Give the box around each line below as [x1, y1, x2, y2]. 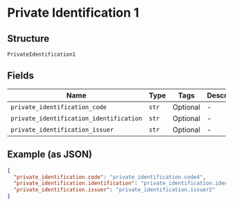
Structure [7, 33, 50, 45]
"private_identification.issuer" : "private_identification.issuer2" [13, 187, 216, 193]
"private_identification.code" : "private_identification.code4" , [13, 173, 207, 180]
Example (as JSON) [7, 148, 92, 161]
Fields [7, 70, 35, 81]
